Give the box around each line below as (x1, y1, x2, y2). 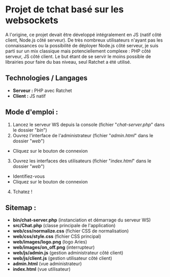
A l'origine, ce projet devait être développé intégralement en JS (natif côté (5, 31, 162, 38)
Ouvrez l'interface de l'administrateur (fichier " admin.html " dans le (12, 132, 154, 138)
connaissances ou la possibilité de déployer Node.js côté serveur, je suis (5, 42, 159, 48)
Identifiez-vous (12, 173, 45, 179)
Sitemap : (5, 203, 37, 212)
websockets (5, 14, 59, 26)
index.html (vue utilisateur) (12, 266, 71, 272)
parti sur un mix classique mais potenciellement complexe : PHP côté (5, 48, 151, 54)
